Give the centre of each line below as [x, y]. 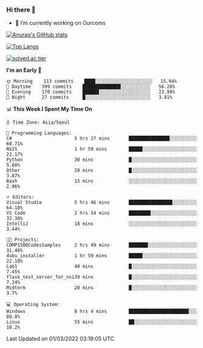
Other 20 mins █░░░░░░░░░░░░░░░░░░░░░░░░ [102, 171]
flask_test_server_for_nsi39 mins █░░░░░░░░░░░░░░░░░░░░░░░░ [102, 277]
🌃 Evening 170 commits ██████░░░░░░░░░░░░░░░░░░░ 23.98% [91, 92]
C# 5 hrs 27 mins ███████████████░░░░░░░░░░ [102, 139]
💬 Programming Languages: [39, 133]
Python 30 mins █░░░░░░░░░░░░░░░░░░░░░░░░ [102, 160]
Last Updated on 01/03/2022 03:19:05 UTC [60, 339]
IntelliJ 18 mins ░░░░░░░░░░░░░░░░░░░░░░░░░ [102, 224]
